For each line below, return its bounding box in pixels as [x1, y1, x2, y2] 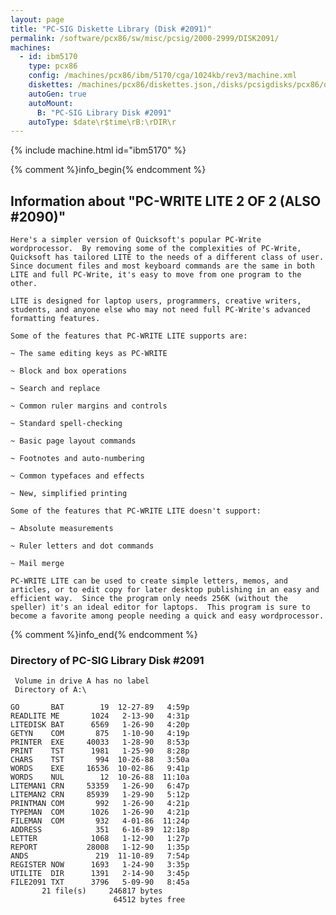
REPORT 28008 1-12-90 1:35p [10, 842, 190, 853]
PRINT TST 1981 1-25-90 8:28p [10, 746, 190, 756]
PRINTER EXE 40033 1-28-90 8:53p [10, 737, 190, 748]
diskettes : [28, 80, 74, 90]
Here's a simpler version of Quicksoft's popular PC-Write [10, 235, 262, 245]
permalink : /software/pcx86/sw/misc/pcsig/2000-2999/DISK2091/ [10, 33, 280, 43]
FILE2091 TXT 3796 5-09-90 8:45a [10, 877, 190, 888]
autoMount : [28, 98, 74, 108]
